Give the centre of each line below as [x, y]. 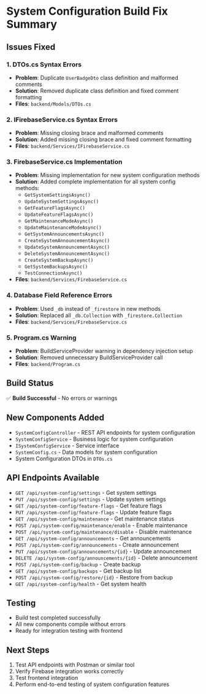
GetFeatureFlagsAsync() [55, 208]
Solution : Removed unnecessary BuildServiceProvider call [89, 357]
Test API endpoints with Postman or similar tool [75, 665]
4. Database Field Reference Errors [59, 296]
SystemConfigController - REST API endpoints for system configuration [105, 432]
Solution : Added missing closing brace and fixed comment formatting [103, 140]
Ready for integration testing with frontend [69, 631]
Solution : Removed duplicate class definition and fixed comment [97, 91]
